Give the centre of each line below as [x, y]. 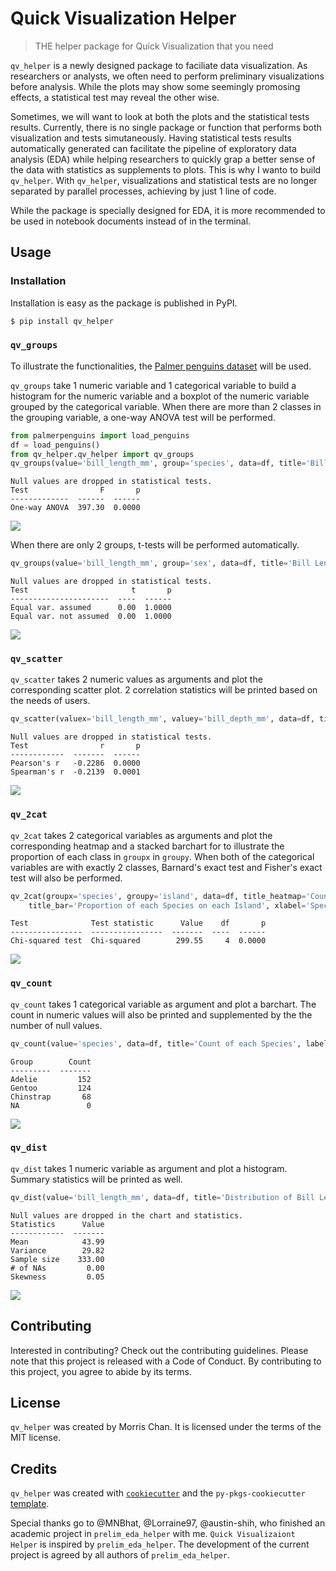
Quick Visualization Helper [123, 18]
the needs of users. [50, 701]
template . [30, 1504]
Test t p [91, 590]
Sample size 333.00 [57, 1259]
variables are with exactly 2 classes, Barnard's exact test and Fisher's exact [166, 867]
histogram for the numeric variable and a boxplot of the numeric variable [160, 396]
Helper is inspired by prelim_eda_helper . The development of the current [160, 1544]
